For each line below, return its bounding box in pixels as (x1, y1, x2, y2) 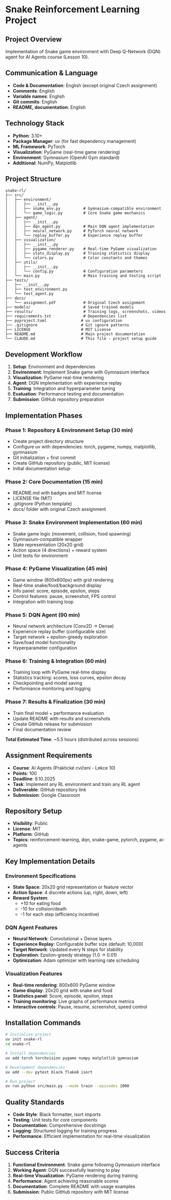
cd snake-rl (5, 1042, 31, 1047)
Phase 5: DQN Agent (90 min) (5, 611, 80, 618)
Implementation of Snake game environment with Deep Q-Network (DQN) (5, 49, 161, 54)
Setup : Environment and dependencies (12, 364, 96, 370)
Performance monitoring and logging (12, 686, 91, 692)
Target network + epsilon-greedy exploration (12, 634, 108, 640)
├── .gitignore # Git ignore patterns (5, 323, 130, 328)
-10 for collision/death (20, 906, 67, 912)
